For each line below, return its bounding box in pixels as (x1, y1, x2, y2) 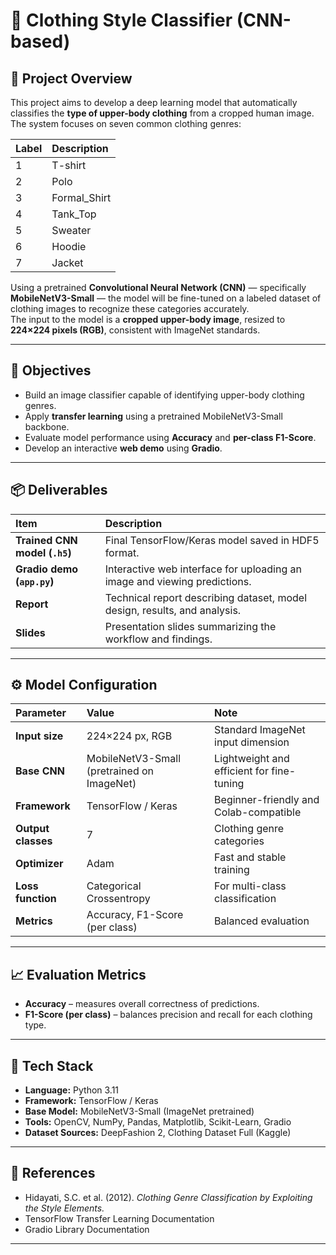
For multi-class (214, 879, 287, 893)
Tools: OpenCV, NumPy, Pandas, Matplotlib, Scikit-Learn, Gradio (24, 1116, 292, 1128)
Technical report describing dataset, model (104, 590, 308, 604)
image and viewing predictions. (104, 574, 252, 588)
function (15, 892, 57, 906)
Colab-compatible (214, 805, 302, 819)
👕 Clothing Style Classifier (10, 9, 233, 32)
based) (10, 30, 71, 53)
